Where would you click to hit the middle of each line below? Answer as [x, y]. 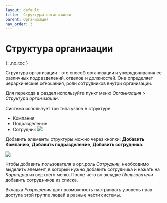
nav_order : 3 [19, 24]
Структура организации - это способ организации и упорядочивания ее [83, 73]
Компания [24, 118]
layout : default [22, 10]
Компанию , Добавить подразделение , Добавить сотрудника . [74, 145]
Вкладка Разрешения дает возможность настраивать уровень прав [79, 190]
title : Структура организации [38, 15]
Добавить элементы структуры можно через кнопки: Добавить [75, 139]
